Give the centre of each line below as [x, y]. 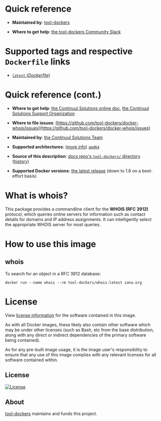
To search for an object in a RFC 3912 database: [53, 273]
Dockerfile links [38, 62]
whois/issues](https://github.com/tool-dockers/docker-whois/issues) [81, 128]
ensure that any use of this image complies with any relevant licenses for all [81, 354]
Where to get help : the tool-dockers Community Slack [66, 32]
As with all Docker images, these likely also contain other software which [78, 324]
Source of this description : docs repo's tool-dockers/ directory [76, 156]
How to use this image [50, 244]
